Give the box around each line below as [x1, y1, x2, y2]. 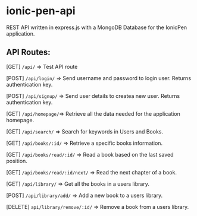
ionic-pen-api [6, 4, 76, 18]
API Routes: [6, 47, 51, 58]
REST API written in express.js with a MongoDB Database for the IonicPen [6, 24, 187, 31]
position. [6, 157, 28, 164]
